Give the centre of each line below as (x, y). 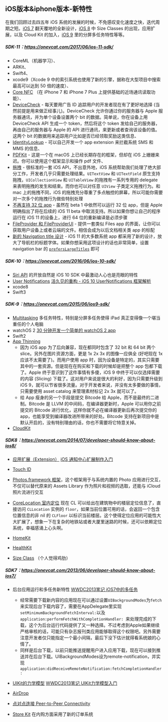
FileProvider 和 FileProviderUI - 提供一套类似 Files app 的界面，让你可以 (86, 224)
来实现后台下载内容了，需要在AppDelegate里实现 (71, 606)
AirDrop (21, 693)
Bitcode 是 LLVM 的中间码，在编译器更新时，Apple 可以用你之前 (95, 403)
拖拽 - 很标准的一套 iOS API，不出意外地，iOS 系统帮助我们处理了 (80, 167)
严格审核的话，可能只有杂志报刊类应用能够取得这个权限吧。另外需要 (90, 631)
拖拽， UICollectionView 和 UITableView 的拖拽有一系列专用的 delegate (85, 180)
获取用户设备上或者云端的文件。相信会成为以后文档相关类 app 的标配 (83, 230)
